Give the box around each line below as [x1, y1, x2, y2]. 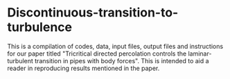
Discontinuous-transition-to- [7, 5, 179, 21]
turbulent [7, 56, 33, 65]
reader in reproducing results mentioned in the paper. [7, 64, 160, 72]
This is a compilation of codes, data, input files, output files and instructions [7, 42, 224, 50]
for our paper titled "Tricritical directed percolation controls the [7, 49, 187, 58]
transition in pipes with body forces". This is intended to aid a [34, 56, 209, 65]
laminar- [188, 49, 212, 58]
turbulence [7, 19, 73, 35]
